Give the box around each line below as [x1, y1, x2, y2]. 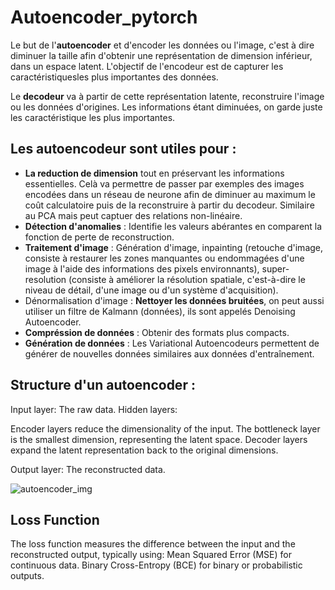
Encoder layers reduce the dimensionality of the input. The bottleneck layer [10, 422, 321, 435]
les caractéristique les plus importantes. [10, 111, 176, 123]
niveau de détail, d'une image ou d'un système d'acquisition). [24, 284, 279, 296]
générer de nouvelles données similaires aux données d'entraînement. [24, 347, 315, 360]
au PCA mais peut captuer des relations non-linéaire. [24, 209, 243, 221]
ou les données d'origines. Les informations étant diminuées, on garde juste [10, 101, 323, 113]
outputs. [10, 570, 45, 582]
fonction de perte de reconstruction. [24, 231, 175, 243]
